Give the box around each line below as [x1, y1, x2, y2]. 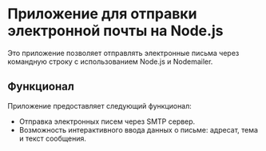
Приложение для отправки [7, 5, 197, 23]
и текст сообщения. [18, 133, 87, 143]
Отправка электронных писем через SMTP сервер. [18, 117, 196, 126]
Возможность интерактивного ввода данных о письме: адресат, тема [18, 125, 259, 134]
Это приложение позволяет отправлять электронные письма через [7, 48, 240, 58]
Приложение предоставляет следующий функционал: [7, 101, 193, 110]
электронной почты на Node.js [7, 22, 224, 40]
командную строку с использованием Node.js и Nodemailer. [7, 57, 213, 66]
